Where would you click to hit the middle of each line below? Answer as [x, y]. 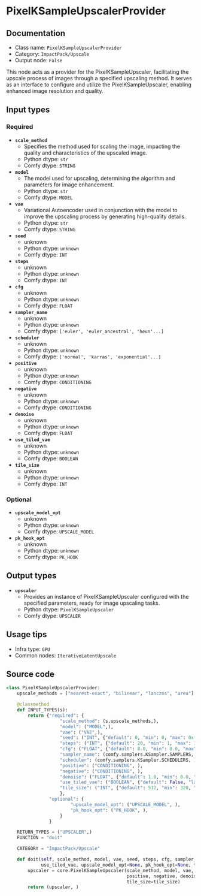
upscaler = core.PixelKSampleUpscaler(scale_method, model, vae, [111, 870]
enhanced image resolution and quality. [55, 91]
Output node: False [39, 60]
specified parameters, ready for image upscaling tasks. [92, 603]
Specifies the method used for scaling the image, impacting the [102, 146]
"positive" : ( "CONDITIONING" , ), [101, 765]
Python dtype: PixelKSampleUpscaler [69, 609]
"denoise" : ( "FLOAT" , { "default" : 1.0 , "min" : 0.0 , [125, 777]
